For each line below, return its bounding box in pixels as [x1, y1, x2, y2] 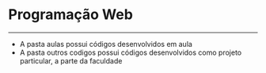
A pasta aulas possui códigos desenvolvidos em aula [19, 39, 192, 48]
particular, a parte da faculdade [19, 56, 123, 65]
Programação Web [8, 6, 133, 24]
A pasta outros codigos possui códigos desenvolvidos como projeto [19, 48, 242, 57]
